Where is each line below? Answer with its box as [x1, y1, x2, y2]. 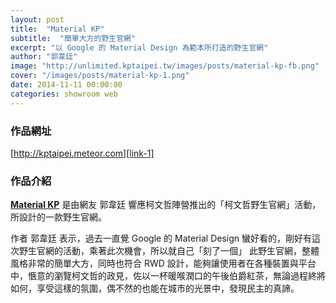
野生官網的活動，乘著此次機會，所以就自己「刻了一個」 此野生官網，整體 [18, 245, 320, 257]
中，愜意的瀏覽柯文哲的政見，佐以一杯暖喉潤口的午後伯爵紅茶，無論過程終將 [10, 270, 326, 282]
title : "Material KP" [10, 24, 105, 34]
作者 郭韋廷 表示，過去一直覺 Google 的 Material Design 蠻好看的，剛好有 [10, 232, 313, 245]
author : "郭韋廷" [10, 52, 78, 62]
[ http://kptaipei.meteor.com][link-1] [10, 147, 155, 159]
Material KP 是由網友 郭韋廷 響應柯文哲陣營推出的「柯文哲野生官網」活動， [10, 199, 322, 211]
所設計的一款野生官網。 [10, 211, 107, 223]
